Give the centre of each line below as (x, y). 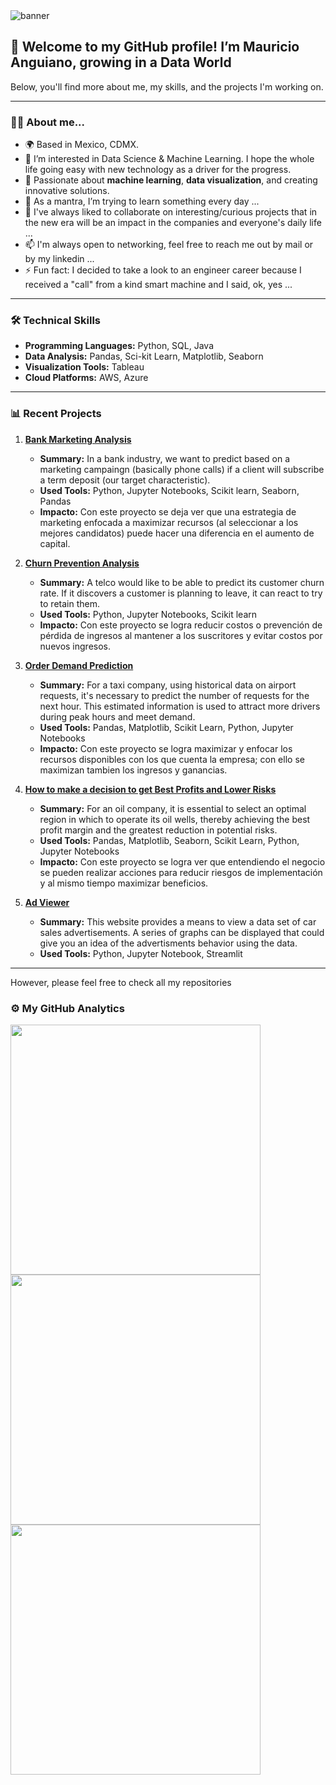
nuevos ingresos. (75, 646)
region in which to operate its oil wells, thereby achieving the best (175, 819)
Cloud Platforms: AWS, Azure (86, 378)
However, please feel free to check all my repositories (121, 982)
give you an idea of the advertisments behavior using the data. (168, 943)
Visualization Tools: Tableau (84, 367)
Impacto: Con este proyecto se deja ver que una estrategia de (168, 511)
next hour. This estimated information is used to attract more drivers (180, 706)
